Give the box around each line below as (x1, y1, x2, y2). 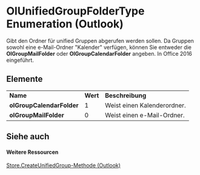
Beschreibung (105, 91, 147, 99)
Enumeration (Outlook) (6, 17, 124, 31)
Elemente (6, 74, 43, 84)
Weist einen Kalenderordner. (105, 101, 186, 110)
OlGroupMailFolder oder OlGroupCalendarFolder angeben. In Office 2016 (6, 50, 193, 57)
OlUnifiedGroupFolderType (6, 4, 145, 18)
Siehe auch (6, 131, 50, 142)
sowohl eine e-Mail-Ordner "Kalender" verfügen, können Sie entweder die (6, 44, 192, 51)
